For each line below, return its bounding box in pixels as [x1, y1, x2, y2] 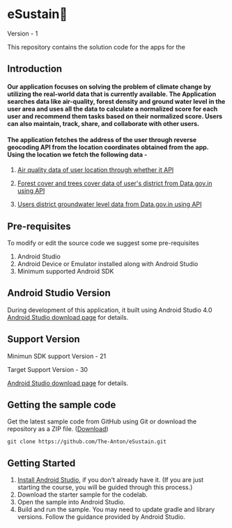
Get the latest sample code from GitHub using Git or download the [7, 417, 197, 426]
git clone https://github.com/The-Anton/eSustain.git [7, 438, 167, 445]
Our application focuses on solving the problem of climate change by [7, 82, 211, 91]
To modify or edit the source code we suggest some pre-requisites [7, 238, 200, 247]
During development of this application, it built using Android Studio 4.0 [7, 306, 212, 314]
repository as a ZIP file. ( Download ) [7, 425, 109, 433]
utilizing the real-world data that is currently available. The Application [7, 90, 217, 98]
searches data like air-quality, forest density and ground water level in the [7, 97, 226, 105]
